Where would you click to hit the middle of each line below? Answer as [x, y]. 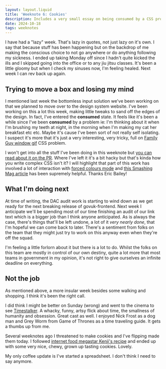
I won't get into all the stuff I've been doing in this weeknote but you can [79, 152]
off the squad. [19, 238]
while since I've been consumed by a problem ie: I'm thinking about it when [82, 122]
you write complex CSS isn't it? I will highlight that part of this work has [77, 163]
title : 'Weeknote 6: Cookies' [36, 14]
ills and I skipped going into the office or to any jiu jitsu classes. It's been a [81, 63]
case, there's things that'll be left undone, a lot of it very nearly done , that [80, 222]
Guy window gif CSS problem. [36, 143]
